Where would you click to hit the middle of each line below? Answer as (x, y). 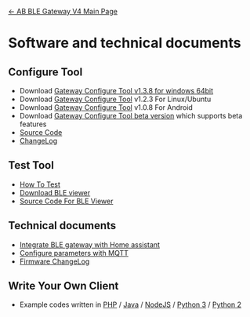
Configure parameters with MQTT (74, 253)
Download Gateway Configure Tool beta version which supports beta (131, 116)
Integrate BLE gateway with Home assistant (90, 244)
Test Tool (31, 165)
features (33, 124)
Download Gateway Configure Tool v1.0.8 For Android (106, 107)
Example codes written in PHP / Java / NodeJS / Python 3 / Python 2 (130, 304)
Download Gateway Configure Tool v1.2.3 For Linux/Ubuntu (115, 99)
